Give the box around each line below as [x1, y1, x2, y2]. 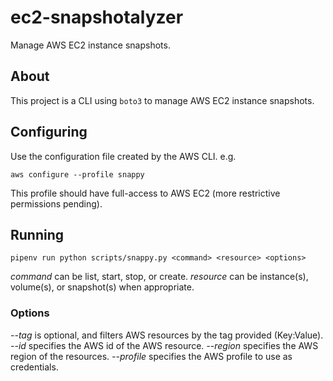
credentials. [10, 361, 59, 373]
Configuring [10, 124, 88, 141]
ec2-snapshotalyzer [10, 6, 184, 29]
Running [10, 226, 65, 243]
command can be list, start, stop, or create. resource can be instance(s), [10, 271, 309, 283]
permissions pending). [10, 197, 103, 210]
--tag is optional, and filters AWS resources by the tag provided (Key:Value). [10, 329, 324, 341]
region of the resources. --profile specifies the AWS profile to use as [10, 350, 293, 362]
